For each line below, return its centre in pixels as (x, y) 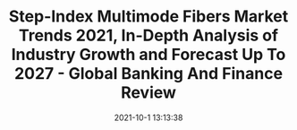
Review (148, 93)
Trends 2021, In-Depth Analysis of (148, 35)
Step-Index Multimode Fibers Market (148, 17)
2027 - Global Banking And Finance (148, 74)
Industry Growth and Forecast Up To (148, 55)
